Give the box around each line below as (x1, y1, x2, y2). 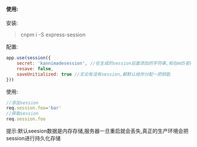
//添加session (6, 100, 39, 105)
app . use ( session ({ (6, 55, 51, 61)
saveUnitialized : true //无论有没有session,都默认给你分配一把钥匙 (16, 71, 171, 77)
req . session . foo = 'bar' (6, 105, 62, 111)
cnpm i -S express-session (20, 31, 86, 38)
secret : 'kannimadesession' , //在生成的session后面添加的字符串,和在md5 (16, 60, 186, 67)
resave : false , (16, 66, 54, 71)
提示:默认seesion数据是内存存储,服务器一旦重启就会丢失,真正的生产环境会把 (6, 128, 189, 135)
